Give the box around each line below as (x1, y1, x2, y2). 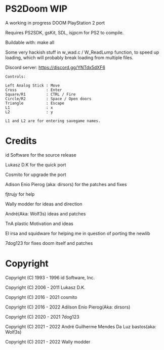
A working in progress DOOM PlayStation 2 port (5, 20, 105, 26)
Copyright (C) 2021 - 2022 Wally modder (5, 338, 91, 344)
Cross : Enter (5, 87, 62, 93)
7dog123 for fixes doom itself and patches (5, 240, 93, 246)
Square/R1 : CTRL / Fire (5, 92, 76, 97)
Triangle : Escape (5, 101, 65, 106)
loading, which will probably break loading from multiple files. (5, 54, 134, 61)
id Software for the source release (5, 152, 77, 158)
